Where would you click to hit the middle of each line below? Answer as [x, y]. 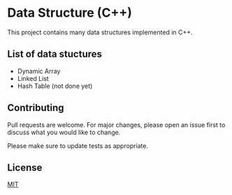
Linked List [33, 78]
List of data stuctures [55, 54]
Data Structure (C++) [70, 13]
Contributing [36, 108]
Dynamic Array [39, 71]
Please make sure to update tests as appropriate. [78, 145]
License [25, 167]
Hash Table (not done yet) [55, 86]
